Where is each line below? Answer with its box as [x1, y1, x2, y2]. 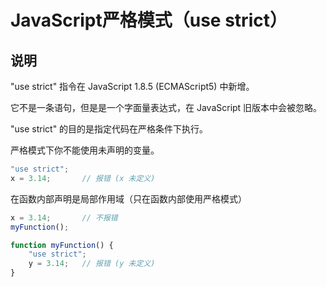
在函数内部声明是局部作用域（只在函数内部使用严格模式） [10, 192, 247, 205]
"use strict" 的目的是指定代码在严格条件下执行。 [10, 123, 209, 135]
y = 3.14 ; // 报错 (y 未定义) [28, 259, 156, 269]
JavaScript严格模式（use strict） [10, 9, 288, 32]
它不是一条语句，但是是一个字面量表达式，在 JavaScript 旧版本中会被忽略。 [10, 102, 323, 113]
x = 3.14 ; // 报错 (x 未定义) [10, 173, 156, 183]
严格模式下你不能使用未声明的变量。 [10, 144, 160, 156]
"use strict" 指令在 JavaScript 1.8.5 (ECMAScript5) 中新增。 [10, 81, 255, 92]
